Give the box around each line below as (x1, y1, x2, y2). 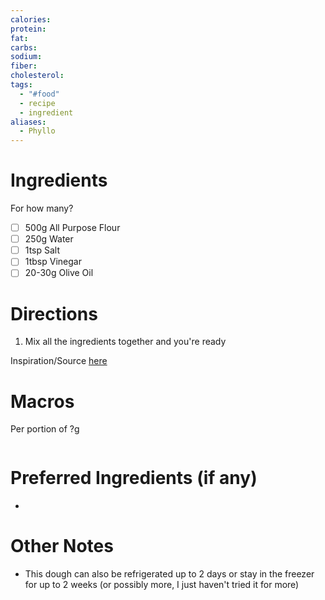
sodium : (10, 52, 43, 62)
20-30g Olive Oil (24, 267, 94, 279)
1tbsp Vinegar (24, 256, 82, 268)
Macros (10, 390, 75, 413)
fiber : (10, 61, 38, 71)
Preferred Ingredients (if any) (10, 467, 258, 490)
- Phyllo (19, 126, 56, 136)
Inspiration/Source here (10, 355, 108, 367)
